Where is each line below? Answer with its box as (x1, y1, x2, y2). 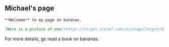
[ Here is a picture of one (5, 26, 62, 32)
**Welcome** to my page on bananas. (5, 17, 82, 22)
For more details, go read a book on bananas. (5, 35, 99, 42)
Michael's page (5, 4, 54, 13)
